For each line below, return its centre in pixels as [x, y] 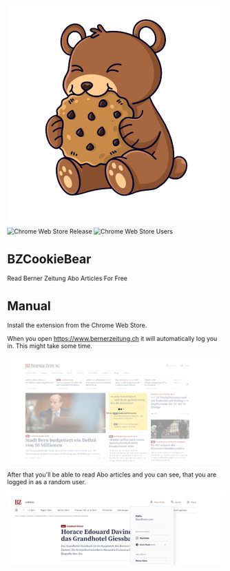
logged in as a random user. [47, 482]
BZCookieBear [49, 259]
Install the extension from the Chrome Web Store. [77, 325]
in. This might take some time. [50, 346]
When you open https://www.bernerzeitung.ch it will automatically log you [112, 338]
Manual [29, 306]
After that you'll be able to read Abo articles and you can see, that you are [112, 475]
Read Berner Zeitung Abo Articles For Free [67, 278]
